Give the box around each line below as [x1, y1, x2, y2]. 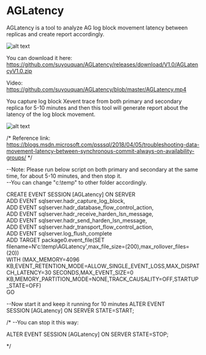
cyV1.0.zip [6, 67, 32, 74]
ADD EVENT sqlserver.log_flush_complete [6, 229, 112, 237]
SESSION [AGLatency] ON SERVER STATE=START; [6, 307, 134, 314]
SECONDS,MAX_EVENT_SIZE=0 [52, 269, 134, 276]
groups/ [6, 154, 26, 161]
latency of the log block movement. [6, 110, 96, 118]
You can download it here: [6, 54, 72, 61]
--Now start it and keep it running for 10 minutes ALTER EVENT [6, 300, 166, 307]
